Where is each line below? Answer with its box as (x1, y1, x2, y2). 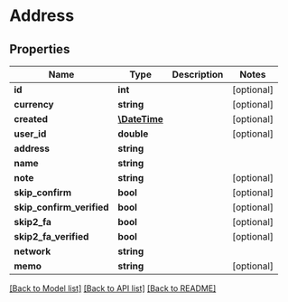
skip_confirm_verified (14, 201, 110, 213)
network (14, 245, 51, 258)
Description (172, 69, 224, 80)
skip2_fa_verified (14, 231, 89, 242)
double (117, 127, 149, 140)
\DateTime (117, 113, 164, 125)
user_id (14, 127, 47, 140)
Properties (9, 42, 70, 57)
